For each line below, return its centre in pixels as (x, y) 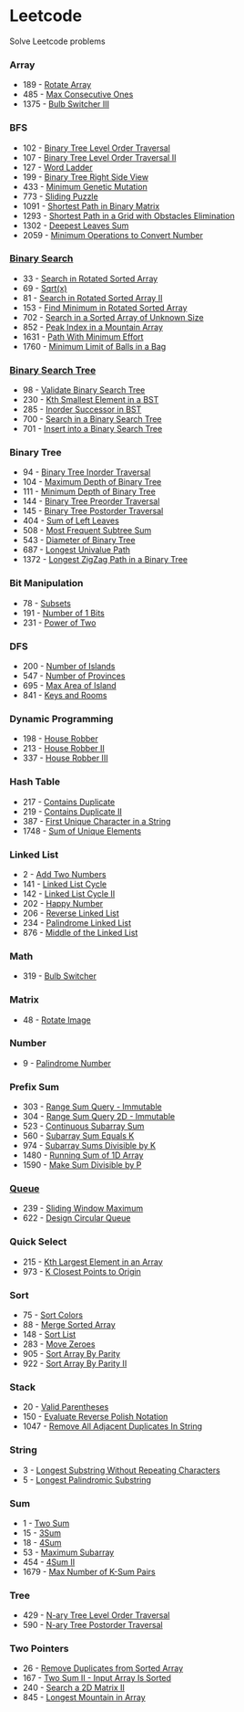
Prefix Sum (34, 1087)
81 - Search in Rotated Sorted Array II (92, 298)
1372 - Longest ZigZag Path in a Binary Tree (105, 560)
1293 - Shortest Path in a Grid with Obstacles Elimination (128, 215)
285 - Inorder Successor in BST (82, 410)
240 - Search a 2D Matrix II (74, 1688)
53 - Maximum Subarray (68, 1552)
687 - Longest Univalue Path (76, 550)
